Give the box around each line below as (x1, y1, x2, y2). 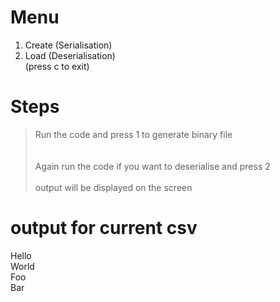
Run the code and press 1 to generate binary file (34, 128, 233, 140)
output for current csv (10, 217, 198, 240)
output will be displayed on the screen (34, 181, 193, 193)
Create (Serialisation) (24, 39, 113, 51)
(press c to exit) (24, 60, 90, 72)
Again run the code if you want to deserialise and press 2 (34, 160, 271, 172)
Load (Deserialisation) (24, 49, 116, 61)
